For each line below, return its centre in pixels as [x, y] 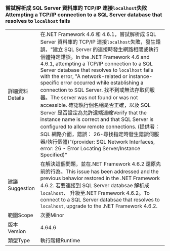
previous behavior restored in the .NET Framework [100, 178]
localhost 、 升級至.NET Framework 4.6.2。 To [95, 193]
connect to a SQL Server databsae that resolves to [100, 200]
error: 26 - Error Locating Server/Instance [90, 149]
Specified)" [54, 155]
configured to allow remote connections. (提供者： [100, 127]
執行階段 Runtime [60, 240]
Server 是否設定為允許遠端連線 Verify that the [93, 113]
